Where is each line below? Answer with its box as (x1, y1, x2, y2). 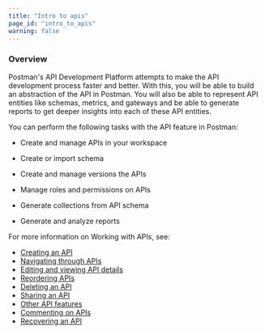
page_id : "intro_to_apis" (8, 19, 96, 27)
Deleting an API (19, 281, 72, 291)
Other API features (19, 298, 83, 308)
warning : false (8, 27, 60, 35)
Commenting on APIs (19, 307, 92, 317)
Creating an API (19, 247, 73, 257)
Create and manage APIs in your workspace (19, 137, 168, 147)
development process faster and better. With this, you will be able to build (8, 80, 254, 90)
